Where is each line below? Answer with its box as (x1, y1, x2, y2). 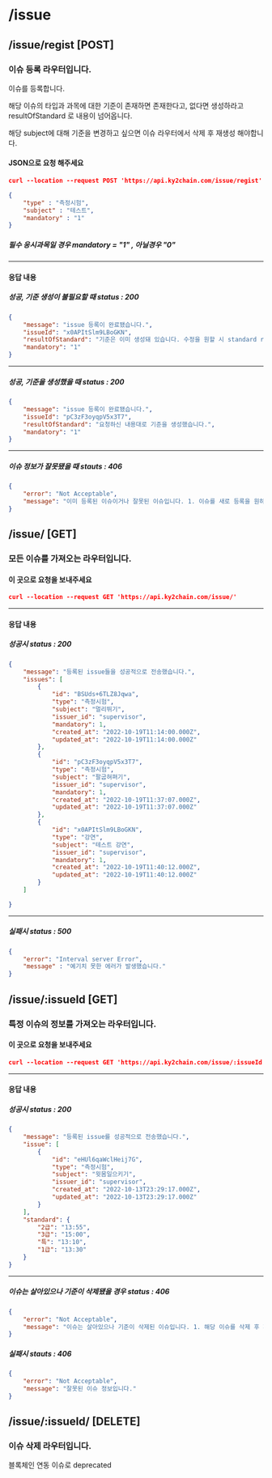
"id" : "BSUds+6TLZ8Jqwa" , (51, 690, 139, 699)
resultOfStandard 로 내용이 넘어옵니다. (8, 111, 133, 121)
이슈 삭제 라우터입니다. (8, 1441, 91, 1452)
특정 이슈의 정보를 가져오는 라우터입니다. (8, 1018, 156, 1030)
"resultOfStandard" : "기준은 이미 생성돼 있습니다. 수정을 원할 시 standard (23, 336, 257, 344)
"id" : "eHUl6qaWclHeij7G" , (51, 1155, 143, 1163)
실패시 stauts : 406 (8, 1348, 72, 1358)
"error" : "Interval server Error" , (23, 955, 143, 963)
